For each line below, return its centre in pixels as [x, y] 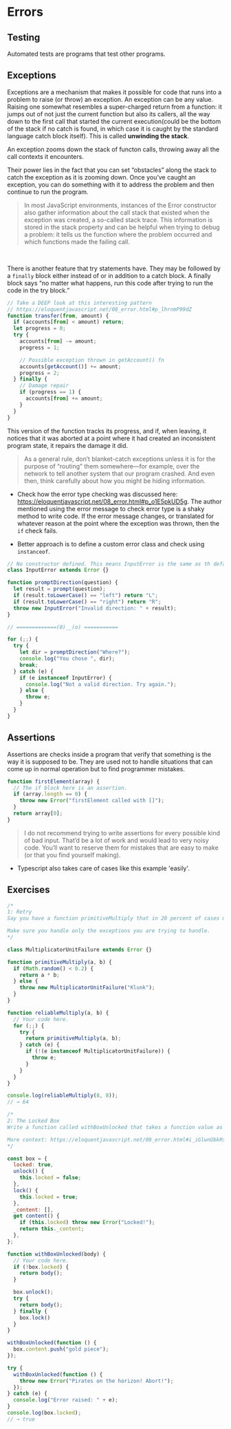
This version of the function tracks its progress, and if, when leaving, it [107, 431]
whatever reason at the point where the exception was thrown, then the [118, 523]
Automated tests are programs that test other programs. [86, 54]
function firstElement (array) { [53, 782]
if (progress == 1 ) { [50, 392]
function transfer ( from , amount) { [58, 316]
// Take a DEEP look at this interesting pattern [80, 303]
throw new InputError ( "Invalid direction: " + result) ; [95, 608]
